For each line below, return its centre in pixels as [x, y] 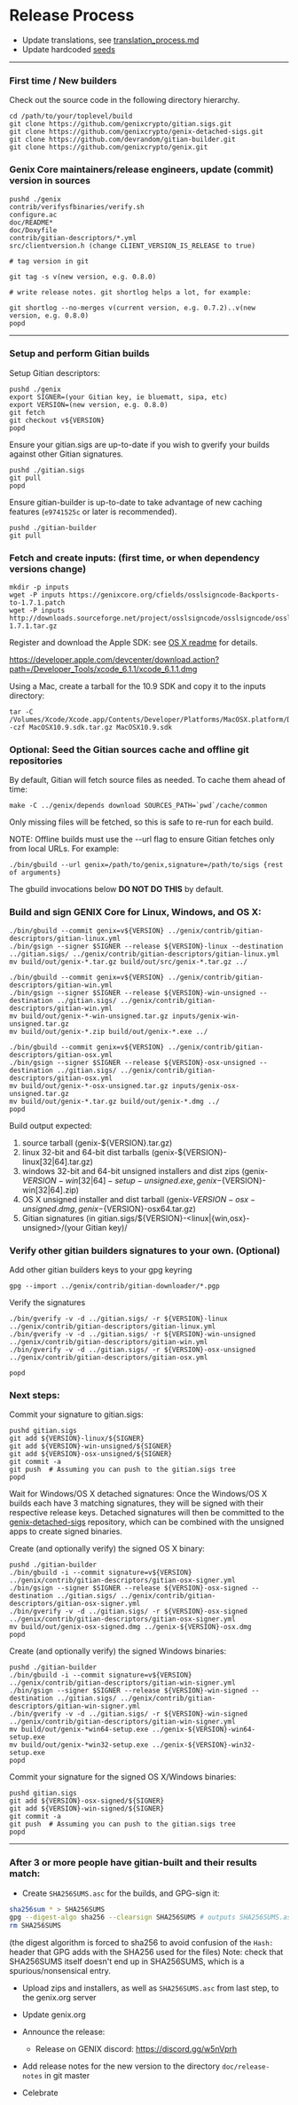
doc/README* [31, 223]
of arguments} [35, 873]
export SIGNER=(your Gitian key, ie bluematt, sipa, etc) [118, 397]
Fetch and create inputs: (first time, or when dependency [134, 558]
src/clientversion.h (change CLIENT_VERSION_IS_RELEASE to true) [132, 246]
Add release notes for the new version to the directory [121, 2066]
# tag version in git [49, 261]
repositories [36, 761]
